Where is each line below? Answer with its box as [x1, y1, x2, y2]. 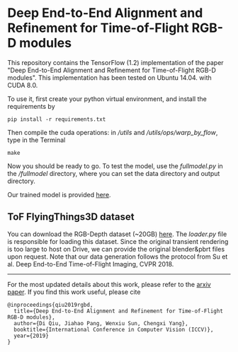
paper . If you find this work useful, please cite [7, 288, 141, 296]
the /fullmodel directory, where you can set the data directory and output [7, 169, 220, 177]
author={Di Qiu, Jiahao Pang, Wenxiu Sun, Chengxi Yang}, [13, 319, 189, 327]
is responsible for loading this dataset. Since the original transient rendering [7, 237, 229, 245]
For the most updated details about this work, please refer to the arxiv [7, 280, 211, 288]
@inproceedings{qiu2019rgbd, [7, 301, 93, 308]
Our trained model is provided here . [7, 190, 111, 199]
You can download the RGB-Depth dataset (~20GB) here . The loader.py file [7, 230, 227, 238]
